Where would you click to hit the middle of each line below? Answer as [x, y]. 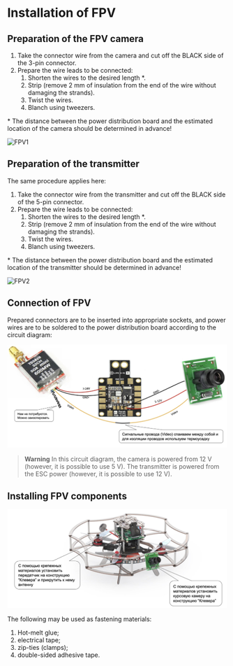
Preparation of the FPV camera [76, 39]
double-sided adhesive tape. [59, 655]
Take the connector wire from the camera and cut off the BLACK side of [120, 55]
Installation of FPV [62, 13]
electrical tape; [39, 640]
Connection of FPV [49, 303]
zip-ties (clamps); [43, 648]
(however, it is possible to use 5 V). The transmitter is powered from [122, 467]
